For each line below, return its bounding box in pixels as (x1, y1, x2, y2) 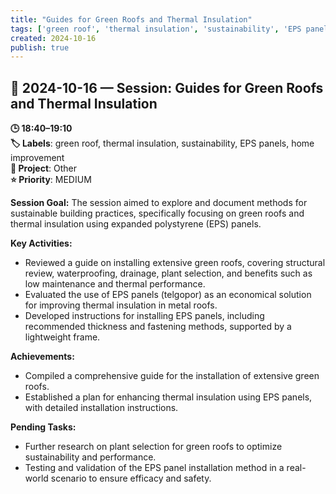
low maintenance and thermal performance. (24, 278, 206, 290)
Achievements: (10, 351, 75, 363)
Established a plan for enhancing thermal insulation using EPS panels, (24, 391, 313, 403)
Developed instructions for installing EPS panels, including (24, 310, 265, 322)
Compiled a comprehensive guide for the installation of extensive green (24, 370, 320, 382)
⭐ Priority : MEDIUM (10, 174, 92, 186)
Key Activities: (10, 237, 73, 250)
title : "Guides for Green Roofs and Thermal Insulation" (10, 14, 253, 25)
